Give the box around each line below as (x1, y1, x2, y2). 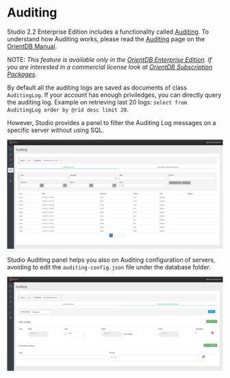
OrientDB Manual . (7, 42, 57, 50)
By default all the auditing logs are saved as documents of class (7, 83, 187, 91)
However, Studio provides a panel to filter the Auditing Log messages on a (7, 118, 216, 126)
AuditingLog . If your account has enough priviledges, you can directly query (7, 91, 222, 99)
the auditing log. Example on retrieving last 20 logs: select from (7, 98, 188, 106)
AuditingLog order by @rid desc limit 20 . (7, 105, 129, 113)
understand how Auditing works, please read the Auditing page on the (7, 34, 205, 43)
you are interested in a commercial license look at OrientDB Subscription (7, 63, 213, 71)
